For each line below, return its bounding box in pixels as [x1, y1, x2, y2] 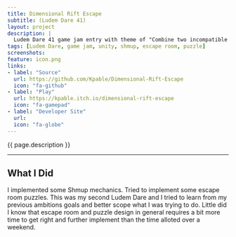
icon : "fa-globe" [13, 121, 65, 128]
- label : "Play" [7, 88, 55, 95]
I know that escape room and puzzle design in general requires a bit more [7, 208, 221, 217]
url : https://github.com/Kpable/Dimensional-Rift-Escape [13, 75, 184, 83]
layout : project [7, 23, 55, 30]
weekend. [7, 223, 36, 231]
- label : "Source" [7, 69, 61, 76]
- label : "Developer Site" [7, 108, 86, 115]
